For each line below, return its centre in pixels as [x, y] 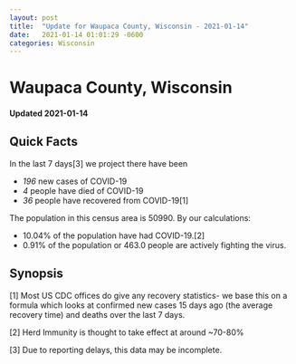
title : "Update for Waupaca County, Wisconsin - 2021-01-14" [129, 26]
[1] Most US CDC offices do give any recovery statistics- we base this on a [148, 295]
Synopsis [36, 274]
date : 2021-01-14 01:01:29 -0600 [76, 34]
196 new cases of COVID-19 [75, 181]
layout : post [34, 18]
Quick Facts [44, 142]
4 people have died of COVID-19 [83, 190]
